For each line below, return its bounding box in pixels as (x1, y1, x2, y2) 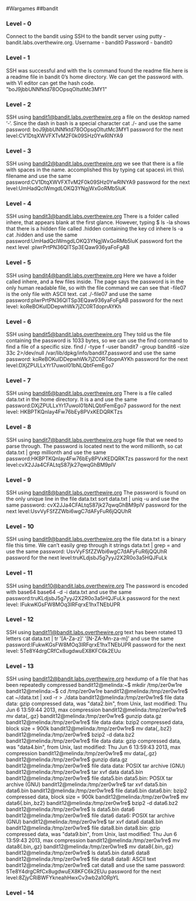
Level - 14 (6, 889, 34, 897)
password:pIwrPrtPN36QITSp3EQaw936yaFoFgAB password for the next (6, 297, 183, 304)
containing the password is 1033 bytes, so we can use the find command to (6, 337, 188, 344)
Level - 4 (6, 200, 32, 208)
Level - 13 (6, 662, 34, 670)
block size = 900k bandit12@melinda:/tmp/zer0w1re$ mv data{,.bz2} (6, 725, 172, 732)
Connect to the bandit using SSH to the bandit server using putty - (6, 33, 166, 40)
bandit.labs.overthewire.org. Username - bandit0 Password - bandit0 (6, 39, 173, 46)
